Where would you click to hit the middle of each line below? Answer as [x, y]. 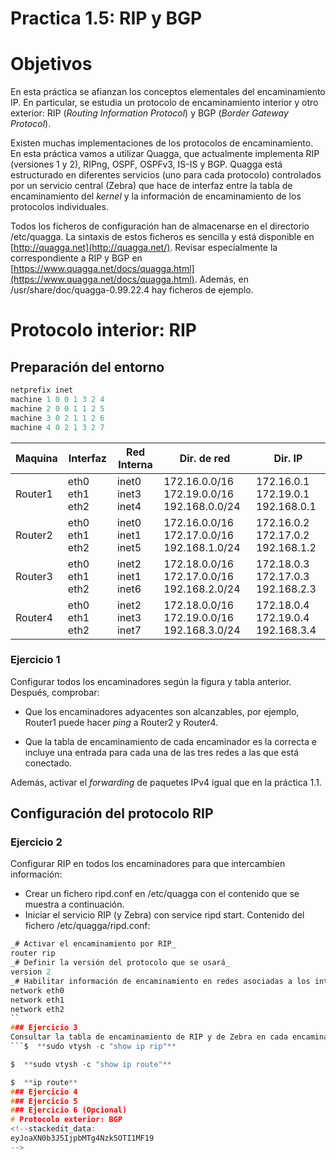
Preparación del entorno [87, 367]
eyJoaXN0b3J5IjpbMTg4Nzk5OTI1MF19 [82, 1138]
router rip [33, 953]
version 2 [31, 972]
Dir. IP [288, 458]
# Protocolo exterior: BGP [66, 1120]
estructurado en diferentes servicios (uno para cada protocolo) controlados [166, 175]
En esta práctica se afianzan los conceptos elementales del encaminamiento [168, 92]
